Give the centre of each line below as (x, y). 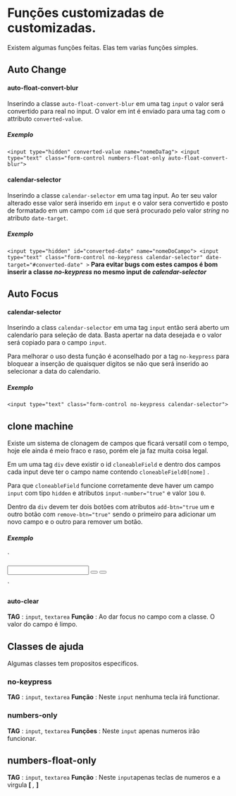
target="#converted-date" (45, 265)
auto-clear (23, 601)
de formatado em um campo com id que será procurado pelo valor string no (118, 210)
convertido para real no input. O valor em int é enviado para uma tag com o (116, 111)
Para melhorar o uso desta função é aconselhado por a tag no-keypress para (118, 356)
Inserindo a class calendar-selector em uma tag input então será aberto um (118, 328)
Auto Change (37, 70)
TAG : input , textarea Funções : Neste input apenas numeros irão (104, 731)
